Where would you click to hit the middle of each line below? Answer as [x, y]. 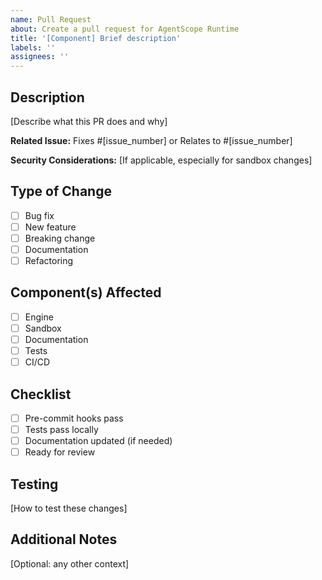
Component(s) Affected [86, 292]
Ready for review [60, 452]
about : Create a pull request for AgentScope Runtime [125, 29]
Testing [34, 484]
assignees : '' [40, 57]
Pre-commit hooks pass [74, 418]
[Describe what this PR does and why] [89, 121]
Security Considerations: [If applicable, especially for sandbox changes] [161, 160]
